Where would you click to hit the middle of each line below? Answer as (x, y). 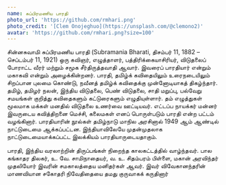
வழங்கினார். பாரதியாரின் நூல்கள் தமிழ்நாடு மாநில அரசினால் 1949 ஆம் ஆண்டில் (113, 121)
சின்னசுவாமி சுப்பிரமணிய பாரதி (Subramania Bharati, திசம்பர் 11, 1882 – (104, 52)
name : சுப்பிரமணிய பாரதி (38, 13)
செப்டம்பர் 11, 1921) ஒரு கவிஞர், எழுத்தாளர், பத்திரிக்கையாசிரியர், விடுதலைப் (107, 60)
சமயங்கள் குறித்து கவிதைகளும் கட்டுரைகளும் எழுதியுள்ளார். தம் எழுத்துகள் (105, 98)
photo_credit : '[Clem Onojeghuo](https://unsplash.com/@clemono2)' (105, 26)
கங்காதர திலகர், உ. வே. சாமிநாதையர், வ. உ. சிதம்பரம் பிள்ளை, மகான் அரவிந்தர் (113, 158)
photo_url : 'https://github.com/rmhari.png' (72, 20)
